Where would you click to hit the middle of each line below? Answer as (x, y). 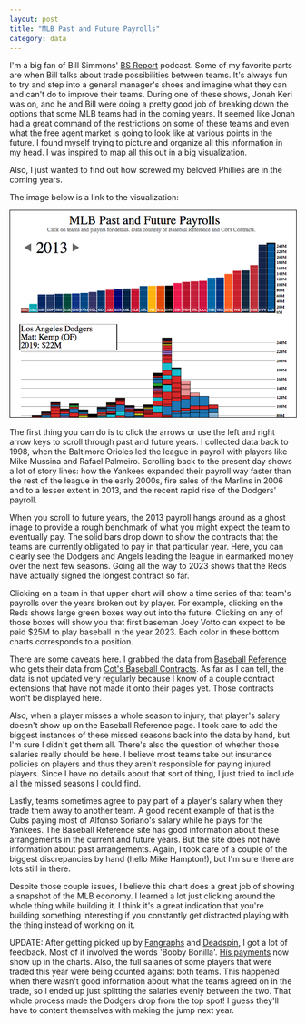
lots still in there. (40, 868)
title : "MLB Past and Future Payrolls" (85, 29)
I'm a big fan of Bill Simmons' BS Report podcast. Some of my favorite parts (151, 66)
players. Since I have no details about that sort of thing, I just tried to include (152, 774)
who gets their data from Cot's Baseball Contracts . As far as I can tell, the (147, 669)
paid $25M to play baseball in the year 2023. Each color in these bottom (144, 632)
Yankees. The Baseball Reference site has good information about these (144, 830)
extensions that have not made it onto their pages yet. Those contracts (142, 688)
